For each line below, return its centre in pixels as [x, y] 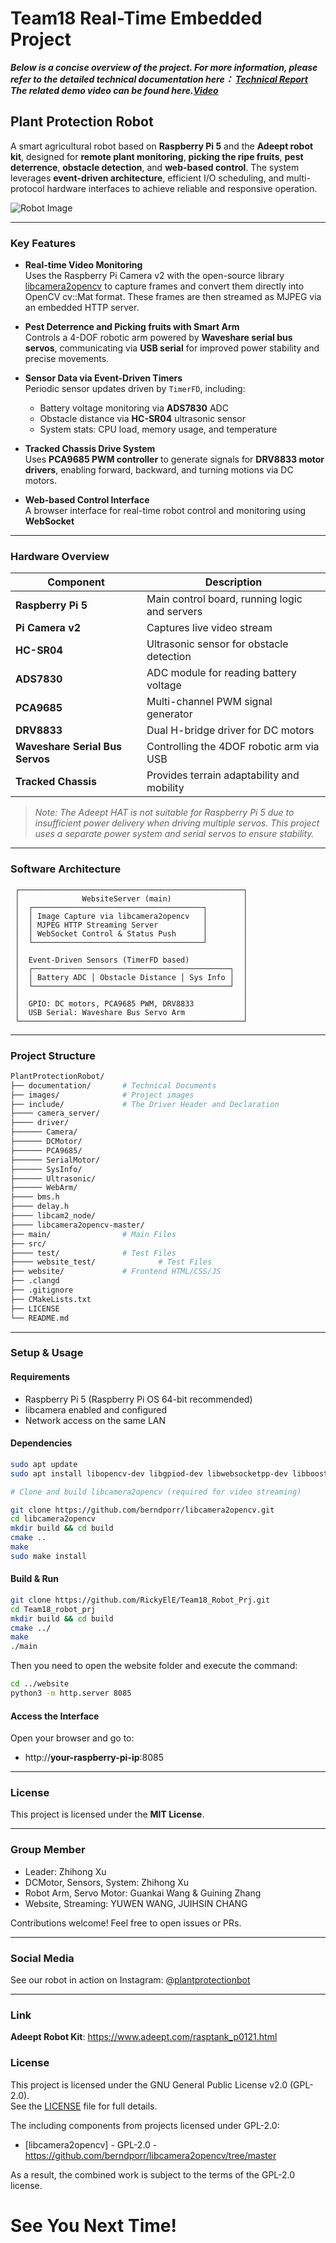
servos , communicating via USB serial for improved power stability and [172, 348]
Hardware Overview [60, 556]
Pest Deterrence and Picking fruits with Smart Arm [132, 327]
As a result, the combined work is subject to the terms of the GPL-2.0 [153, 2174]
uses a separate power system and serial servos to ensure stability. [174, 834]
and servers [174, 612]
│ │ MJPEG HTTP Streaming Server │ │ [131, 925]
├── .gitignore [42, 1290]
